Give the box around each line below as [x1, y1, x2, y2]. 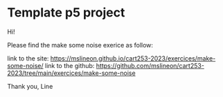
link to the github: [44, 61, 95, 69]
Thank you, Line [7, 82, 53, 90]
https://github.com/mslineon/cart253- [96, 61, 204, 69]
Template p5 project [7, 5, 125, 21]
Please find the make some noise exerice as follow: [7, 41, 154, 49]
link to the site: [7, 54, 49, 63]
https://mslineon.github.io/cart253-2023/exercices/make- [50, 54, 216, 63]
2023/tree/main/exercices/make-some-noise [7, 69, 136, 77]
